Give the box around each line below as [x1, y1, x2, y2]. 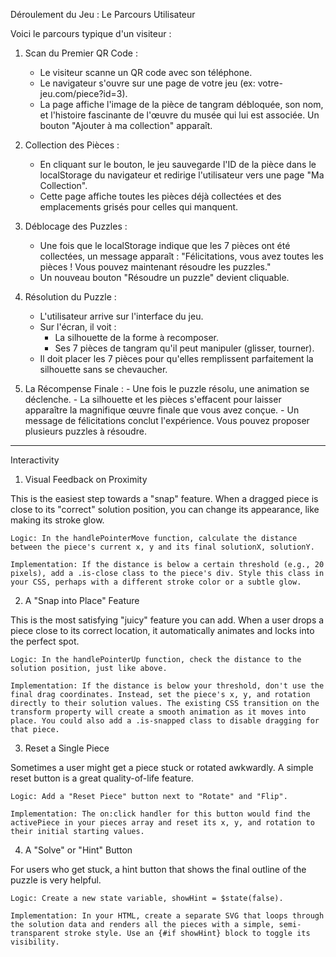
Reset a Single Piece [24, 742, 110, 754]
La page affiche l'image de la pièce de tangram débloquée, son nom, [39, 99, 324, 110]
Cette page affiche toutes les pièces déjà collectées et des [39, 190, 282, 202]
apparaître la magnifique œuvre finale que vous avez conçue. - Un [24, 404, 300, 416]
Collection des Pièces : [24, 139, 120, 151]
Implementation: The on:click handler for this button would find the [10, 809, 311, 819]
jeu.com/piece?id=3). [39, 88, 128, 99]
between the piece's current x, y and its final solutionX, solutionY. [10, 542, 315, 552]
